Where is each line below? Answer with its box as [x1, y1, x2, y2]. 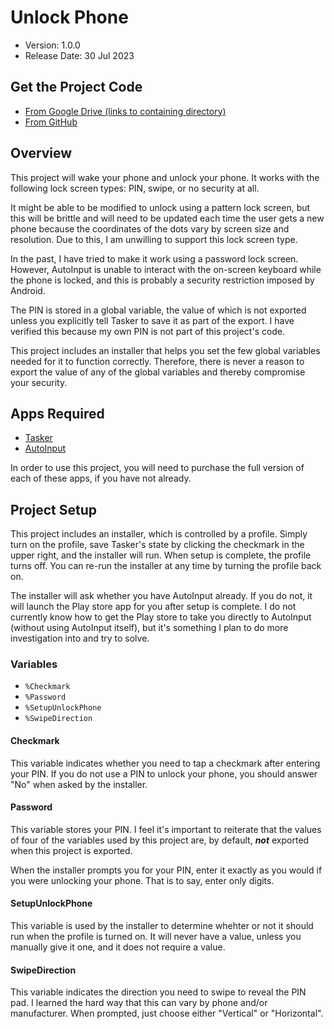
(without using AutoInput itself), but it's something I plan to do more [10, 622, 289, 634]
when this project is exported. [10, 844, 133, 856]
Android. [10, 284, 46, 296]
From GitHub [24, 116, 78, 128]
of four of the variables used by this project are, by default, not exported [10, 834, 310, 846]
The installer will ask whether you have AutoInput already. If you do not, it [10, 590, 313, 602]
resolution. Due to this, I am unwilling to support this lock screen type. [10, 233, 298, 245]
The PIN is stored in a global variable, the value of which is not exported [10, 304, 307, 316]
